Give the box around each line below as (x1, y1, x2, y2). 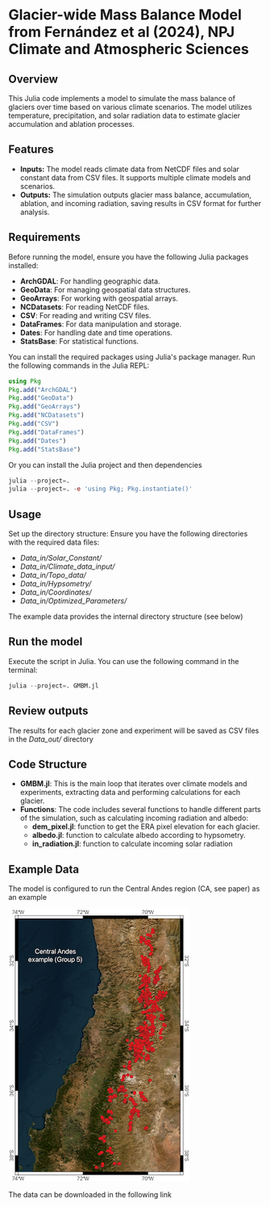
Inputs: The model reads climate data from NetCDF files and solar (19, 164, 240, 174)
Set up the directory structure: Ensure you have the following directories (8, 529, 248, 539)
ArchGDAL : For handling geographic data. (19, 276, 160, 286)
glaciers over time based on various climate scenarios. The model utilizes (8, 103, 252, 111)
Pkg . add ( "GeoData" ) (8, 394, 74, 402)
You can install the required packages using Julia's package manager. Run (8, 351, 255, 361)
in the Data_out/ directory (8, 734, 94, 744)
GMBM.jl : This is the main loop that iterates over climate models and (19, 779, 247, 789)
